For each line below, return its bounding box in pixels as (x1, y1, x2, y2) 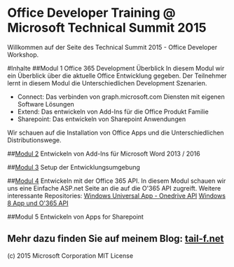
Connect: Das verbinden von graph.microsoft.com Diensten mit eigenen (17, 93, 226, 101)
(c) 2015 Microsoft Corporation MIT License (7, 251, 134, 260)
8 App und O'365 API (7, 198, 69, 207)
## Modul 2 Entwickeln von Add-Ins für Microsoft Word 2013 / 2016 (7, 149, 201, 158)
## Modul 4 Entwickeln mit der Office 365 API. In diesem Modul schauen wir (7, 177, 226, 185)
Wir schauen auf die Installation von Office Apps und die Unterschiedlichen (7, 128, 224, 137)
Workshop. (7, 50, 39, 59)
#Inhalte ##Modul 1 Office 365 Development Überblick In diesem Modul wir (7, 64, 225, 72)
